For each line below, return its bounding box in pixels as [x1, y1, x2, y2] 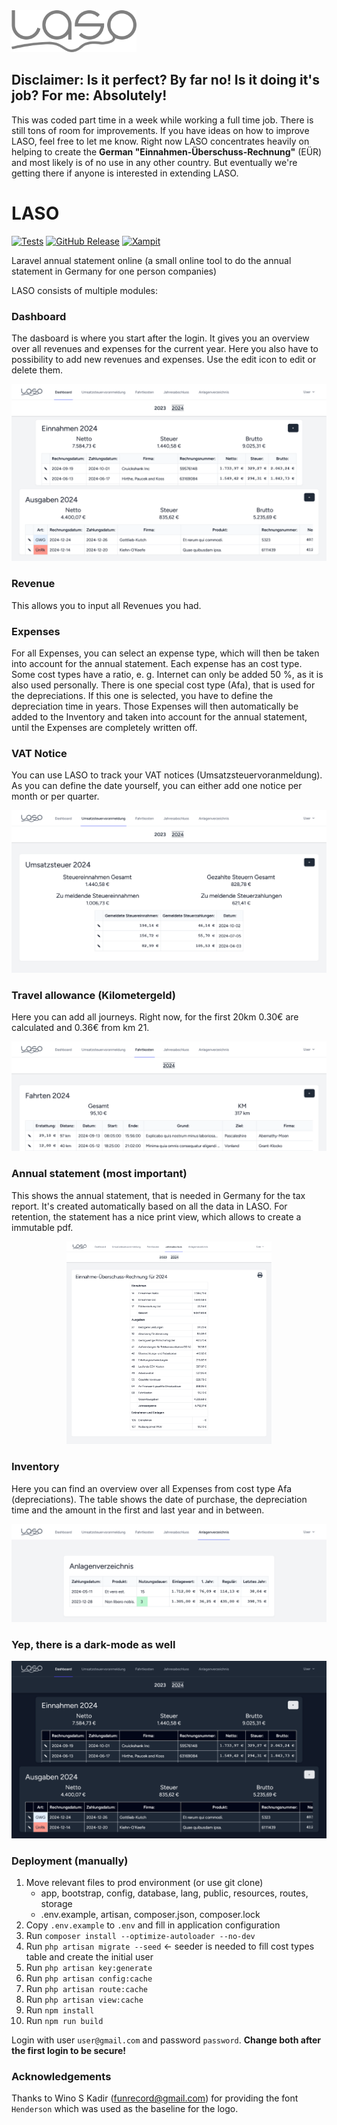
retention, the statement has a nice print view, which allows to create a [11, 1210, 302, 1223]
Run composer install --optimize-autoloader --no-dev [25, 1930, 256, 1942]
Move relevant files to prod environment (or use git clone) [25, 1877, 264, 1889]
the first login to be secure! [11, 2045, 126, 2057]
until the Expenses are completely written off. [11, 722, 198, 734]
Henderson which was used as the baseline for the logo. [11, 2103, 239, 2115]
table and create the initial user [25, 1951, 154, 1963]
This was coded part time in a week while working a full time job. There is [11, 114, 314, 126]
